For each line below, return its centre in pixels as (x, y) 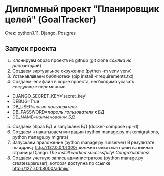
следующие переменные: (39, 87)
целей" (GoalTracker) (50, 19)
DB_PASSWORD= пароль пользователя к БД (58, 112)
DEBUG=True (26, 101)
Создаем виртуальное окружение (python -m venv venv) (72, 71)
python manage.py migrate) (40, 137)
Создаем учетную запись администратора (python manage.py (78, 158)
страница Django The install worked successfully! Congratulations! (81, 152)
